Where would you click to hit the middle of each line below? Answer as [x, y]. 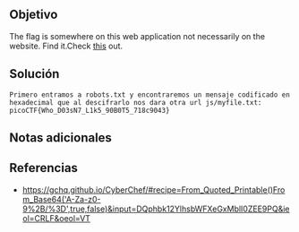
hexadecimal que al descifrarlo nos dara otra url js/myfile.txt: [136, 102]
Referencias [44, 168]
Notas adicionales [60, 138]
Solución [34, 74]
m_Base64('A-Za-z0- [61, 199]
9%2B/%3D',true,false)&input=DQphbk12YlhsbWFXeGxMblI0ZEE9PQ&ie [156, 209]
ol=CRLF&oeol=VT [56, 218]
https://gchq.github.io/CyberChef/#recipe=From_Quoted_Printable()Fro [154, 189]
